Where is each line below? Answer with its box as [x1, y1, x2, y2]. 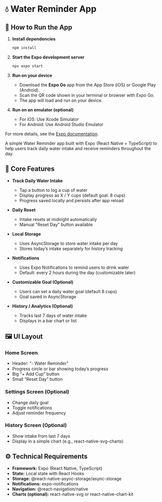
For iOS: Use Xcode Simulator [19, 116, 79, 122]
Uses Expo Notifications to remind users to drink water [19, 264, 129, 270]
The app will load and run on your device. [19, 97, 103, 103]
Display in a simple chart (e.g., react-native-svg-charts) [12, 438, 124, 444]
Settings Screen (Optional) [5, 389, 70, 395]
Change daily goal [12, 399, 49, 405]
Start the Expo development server [12, 54, 85, 60]
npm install [12, 45, 36, 50]
